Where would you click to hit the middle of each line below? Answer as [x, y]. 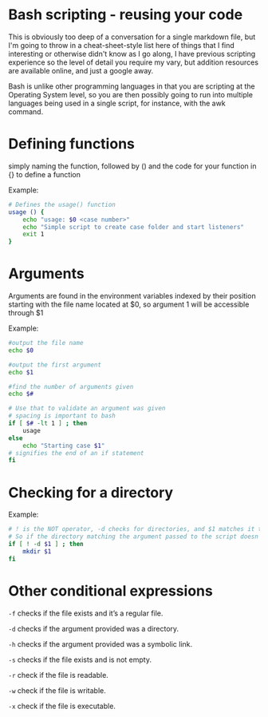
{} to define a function [45, 174]
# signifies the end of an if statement [77, 453]
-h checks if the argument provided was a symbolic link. [100, 644]
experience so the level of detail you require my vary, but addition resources [134, 62]
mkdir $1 [37, 551]
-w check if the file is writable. [57, 690]
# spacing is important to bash [62, 416]
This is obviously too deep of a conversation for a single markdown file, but [132, 37]
